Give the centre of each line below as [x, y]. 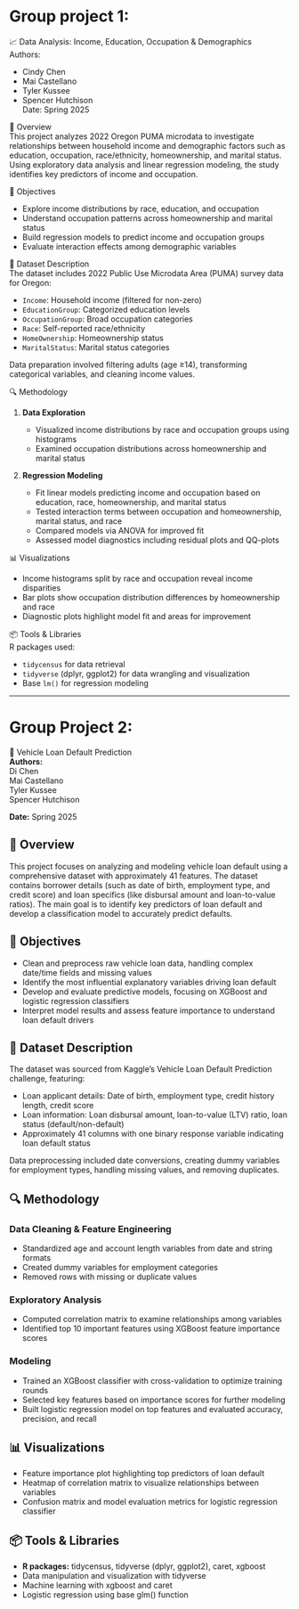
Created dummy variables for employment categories [120, 1267]
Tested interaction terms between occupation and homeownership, [158, 511]
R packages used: [42, 647]
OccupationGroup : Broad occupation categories [108, 319]
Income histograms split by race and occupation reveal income [137, 578]
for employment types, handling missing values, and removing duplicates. [145, 1170]
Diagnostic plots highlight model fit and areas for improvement [137, 616]
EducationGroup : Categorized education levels [106, 309]
